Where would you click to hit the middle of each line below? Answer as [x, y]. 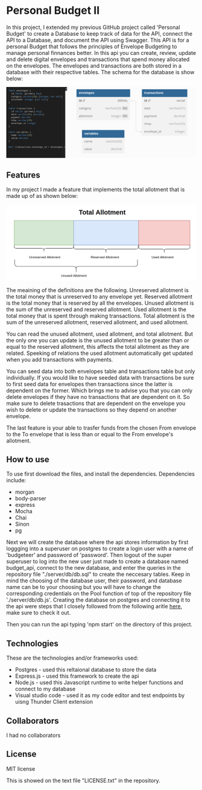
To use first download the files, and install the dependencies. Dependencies [100, 474]
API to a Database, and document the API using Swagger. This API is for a [98, 40]
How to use [28, 459]
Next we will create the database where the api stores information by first [97, 542]
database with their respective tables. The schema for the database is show [100, 72]
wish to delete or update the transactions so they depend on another [91, 409]
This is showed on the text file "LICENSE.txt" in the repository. [84, 780]
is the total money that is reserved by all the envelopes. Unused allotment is [100, 303]
